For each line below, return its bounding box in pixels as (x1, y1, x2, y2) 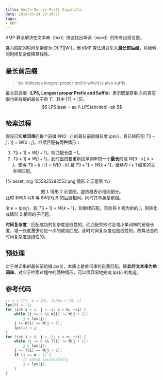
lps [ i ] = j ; (14, 325, 38, 330)
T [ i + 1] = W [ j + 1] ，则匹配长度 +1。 (12, 150, 83, 155)
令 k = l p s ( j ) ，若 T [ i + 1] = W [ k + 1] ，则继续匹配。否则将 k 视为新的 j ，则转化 (5, 205, 158, 211)
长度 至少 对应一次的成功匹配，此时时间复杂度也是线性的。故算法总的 (22, 228, 159, 233)
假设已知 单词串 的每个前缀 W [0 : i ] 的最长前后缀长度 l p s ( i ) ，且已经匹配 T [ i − (5, 133, 155, 139)
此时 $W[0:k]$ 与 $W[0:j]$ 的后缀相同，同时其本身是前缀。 (5, 194, 124, 200)
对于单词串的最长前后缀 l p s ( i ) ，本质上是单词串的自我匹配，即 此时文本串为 (5, 263, 153, 269)
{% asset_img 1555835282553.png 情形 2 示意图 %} (5, 178, 111, 184)
